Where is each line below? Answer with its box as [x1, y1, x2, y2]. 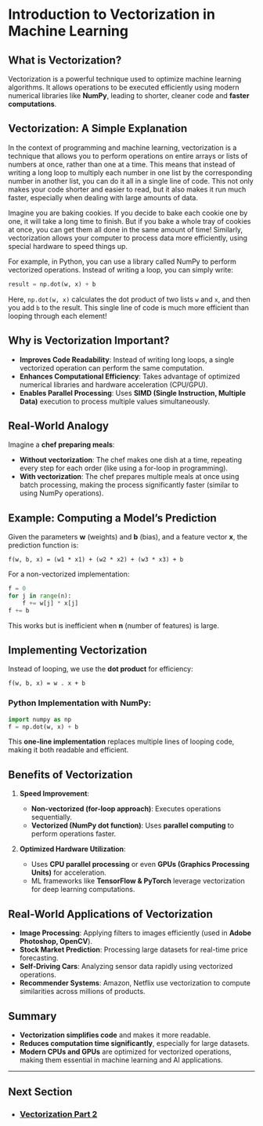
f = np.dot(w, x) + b [8, 722, 79, 731]
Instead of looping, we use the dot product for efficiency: [8, 664, 193, 674]
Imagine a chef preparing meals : [8, 440, 115, 449]
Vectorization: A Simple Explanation [8, 122, 188, 135]
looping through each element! [8, 311, 107, 320]
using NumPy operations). [19, 488, 104, 498]
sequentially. [31, 813, 73, 822]
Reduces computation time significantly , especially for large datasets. [19, 1038, 250, 1047]
